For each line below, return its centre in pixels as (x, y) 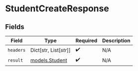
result (15, 60)
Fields (15, 27)
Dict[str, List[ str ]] (51, 50)
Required (86, 41)
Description (116, 41)
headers (17, 50)
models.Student (49, 60)
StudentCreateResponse (57, 9)
